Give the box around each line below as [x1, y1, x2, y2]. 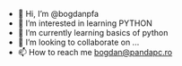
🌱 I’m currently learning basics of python [17, 28, 169, 37]
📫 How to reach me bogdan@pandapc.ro [17, 47, 173, 57]
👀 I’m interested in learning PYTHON [17, 18, 152, 29]
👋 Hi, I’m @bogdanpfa [17, 9, 100, 19]
